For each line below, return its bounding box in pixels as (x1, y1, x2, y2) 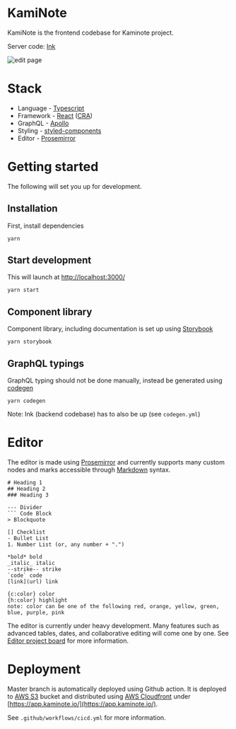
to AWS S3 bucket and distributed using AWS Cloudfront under (7, 692, 191, 701)
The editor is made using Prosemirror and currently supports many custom (7, 458, 225, 466)
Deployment (7, 661, 81, 677)
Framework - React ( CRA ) (17, 111, 93, 119)
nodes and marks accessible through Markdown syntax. (7, 465, 171, 474)
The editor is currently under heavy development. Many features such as (7, 622, 220, 630)
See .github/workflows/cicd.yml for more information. (7, 713, 166, 722)
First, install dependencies (7, 221, 84, 230)
